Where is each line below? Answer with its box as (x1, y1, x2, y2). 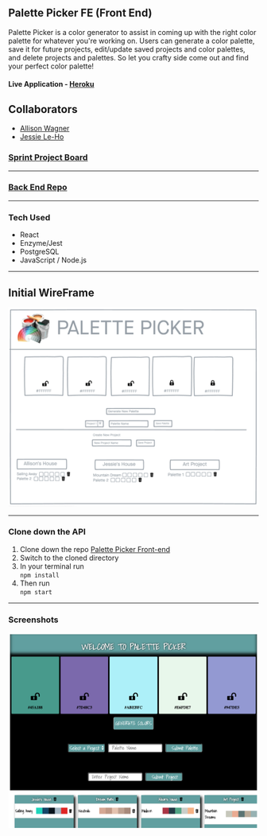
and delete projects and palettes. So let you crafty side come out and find (8, 52, 249, 62)
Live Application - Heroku (8, 80, 95, 89)
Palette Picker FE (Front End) (8, 6, 153, 20)
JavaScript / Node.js (19, 255, 87, 265)
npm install (19, 571, 60, 579)
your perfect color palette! (8, 61, 94, 71)
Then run (19, 578, 50, 588)
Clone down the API (8, 527, 86, 538)
